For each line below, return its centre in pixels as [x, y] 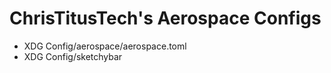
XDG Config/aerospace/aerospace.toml [105, 46]
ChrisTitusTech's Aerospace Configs [165, 18]
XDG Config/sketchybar [73, 56]
